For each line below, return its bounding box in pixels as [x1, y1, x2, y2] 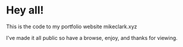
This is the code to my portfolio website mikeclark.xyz [6, 23, 138, 30]
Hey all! [6, 4, 44, 17]
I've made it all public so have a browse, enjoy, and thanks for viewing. [6, 34, 178, 41]
